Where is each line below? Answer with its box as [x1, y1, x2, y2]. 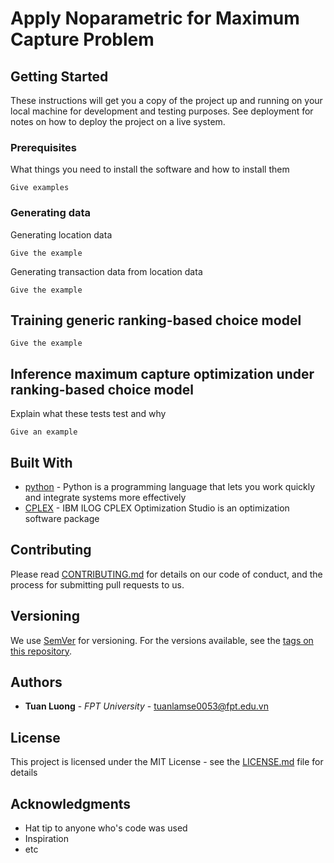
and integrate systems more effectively [24, 492, 187, 504]
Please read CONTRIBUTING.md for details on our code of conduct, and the [10, 568, 323, 580]
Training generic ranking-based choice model [10, 312, 302, 329]
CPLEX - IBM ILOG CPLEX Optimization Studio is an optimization [24, 502, 290, 514]
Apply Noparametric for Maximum [10, 7, 300, 30]
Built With [10, 454, 73, 471]
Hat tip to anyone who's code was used [24, 822, 188, 834]
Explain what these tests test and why [10, 408, 167, 420]
